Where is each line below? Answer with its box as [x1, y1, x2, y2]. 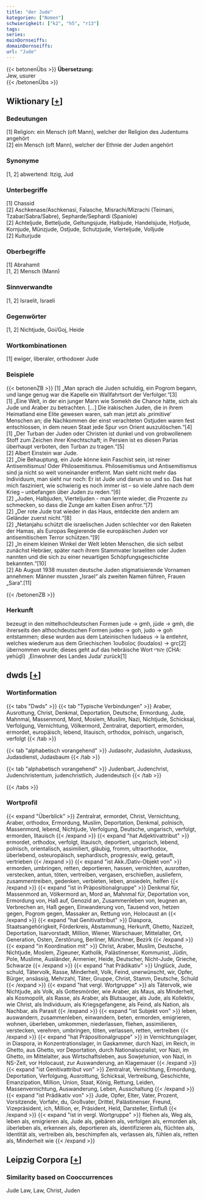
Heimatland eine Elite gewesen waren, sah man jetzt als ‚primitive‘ [6, 410, 172, 417]
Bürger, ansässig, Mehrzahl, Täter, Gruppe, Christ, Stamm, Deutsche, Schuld [6, 975, 199, 982]
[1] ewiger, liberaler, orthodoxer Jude [6, 355, 99, 362]
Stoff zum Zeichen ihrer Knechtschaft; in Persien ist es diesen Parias [6, 436, 178, 444]
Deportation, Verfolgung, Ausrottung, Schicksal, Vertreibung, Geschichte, [6, 1072, 191, 1079]
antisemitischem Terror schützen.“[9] [6, 533, 100, 541]
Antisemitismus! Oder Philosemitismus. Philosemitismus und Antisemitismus [6, 462, 197, 469]
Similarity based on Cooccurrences [6, 1173, 113, 1182]
